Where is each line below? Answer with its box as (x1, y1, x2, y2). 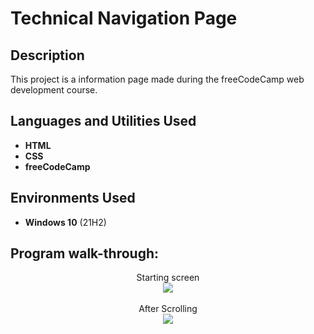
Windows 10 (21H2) (24, 216, 107, 228)
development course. (10, 84, 98, 96)
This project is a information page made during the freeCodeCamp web (10, 73, 305, 85)
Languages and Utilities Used (10, 113, 197, 130)
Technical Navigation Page (10, 7, 238, 30)
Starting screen (136, 272, 200, 284)
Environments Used (10, 190, 136, 207)
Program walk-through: (10, 245, 160, 262)
